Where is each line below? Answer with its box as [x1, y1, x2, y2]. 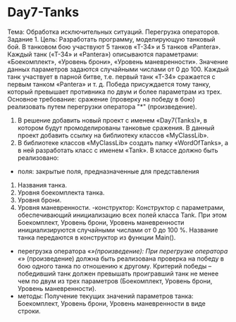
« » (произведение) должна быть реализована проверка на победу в [17, 254, 224, 263]
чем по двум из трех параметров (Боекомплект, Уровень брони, [17, 276, 213, 285]
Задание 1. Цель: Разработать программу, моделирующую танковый [7, 35, 216, 43]
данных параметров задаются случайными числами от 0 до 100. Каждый [7, 65, 229, 73]
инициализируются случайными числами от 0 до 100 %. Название [17, 225, 218, 234]
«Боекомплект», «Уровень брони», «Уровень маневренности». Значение [7, 57, 229, 66]
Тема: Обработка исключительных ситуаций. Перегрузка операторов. [7, 27, 220, 36]
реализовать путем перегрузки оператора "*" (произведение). [7, 102, 197, 111]
